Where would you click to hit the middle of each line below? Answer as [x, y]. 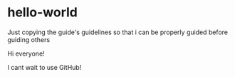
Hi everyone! [26, 53]
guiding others [29, 39]
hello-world [43, 12]
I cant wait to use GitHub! [45, 67]
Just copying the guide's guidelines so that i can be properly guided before [117, 32]
